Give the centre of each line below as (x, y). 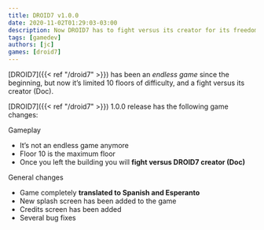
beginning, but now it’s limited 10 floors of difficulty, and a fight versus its (126, 83)
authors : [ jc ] (31, 45)
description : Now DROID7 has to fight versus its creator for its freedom (133, 30)
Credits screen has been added (70, 209)
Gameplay (25, 130)
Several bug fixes (48, 218)
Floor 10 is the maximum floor (68, 154)
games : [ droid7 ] (35, 52)
